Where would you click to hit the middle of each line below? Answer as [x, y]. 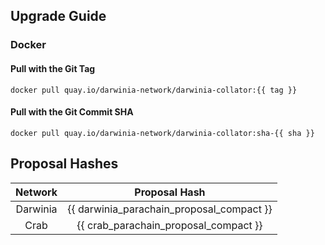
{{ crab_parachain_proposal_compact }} [169, 225]
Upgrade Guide [58, 16]
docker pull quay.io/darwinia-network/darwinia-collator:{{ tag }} [154, 90]
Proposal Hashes [64, 164]
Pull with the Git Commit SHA [72, 112]
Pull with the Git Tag [53, 68]
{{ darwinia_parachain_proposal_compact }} [170, 209]
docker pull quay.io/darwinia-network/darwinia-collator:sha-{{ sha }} [162, 133]
